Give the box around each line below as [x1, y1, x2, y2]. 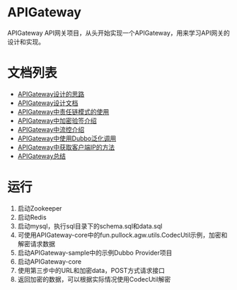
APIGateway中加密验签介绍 [17, 116, 97, 125]
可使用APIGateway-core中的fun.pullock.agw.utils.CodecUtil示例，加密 [17, 230, 221, 239]
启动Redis [17, 213, 47, 221]
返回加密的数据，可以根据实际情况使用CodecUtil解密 [17, 274, 171, 284]
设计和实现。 [7, 37, 45, 46]
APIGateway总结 [17, 152, 66, 160]
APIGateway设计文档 [17, 99, 79, 107]
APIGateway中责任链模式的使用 [17, 107, 110, 116]
